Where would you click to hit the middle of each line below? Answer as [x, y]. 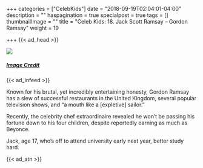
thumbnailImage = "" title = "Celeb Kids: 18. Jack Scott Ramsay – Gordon [97, 21]
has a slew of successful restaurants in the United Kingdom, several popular [101, 98]
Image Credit [23, 65]
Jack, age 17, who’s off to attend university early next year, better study [95, 141]
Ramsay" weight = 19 [33, 28]
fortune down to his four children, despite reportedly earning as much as [97, 123]
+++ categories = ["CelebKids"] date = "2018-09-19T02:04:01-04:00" [94, 9]
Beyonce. [18, 129]
